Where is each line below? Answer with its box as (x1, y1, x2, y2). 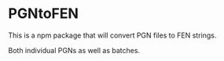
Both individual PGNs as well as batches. (8, 45, 140, 55)
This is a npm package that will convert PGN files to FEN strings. (8, 30, 217, 40)
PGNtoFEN (8, 5, 79, 23)
